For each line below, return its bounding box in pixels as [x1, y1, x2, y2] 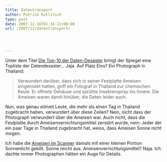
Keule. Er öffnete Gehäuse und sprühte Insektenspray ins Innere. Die [17, 89, 159, 95]
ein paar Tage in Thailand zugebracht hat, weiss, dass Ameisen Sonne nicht [5, 125, 162, 131]
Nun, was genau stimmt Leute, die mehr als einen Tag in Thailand [5, 104, 140, 110]
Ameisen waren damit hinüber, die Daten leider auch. [17, 94, 127, 100]
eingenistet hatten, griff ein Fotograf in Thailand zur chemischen [17, 84, 150, 90]
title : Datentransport [5, 7, 53, 13]
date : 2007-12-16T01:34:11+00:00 [5, 21, 75, 27]
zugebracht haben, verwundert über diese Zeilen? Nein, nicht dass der [5, 109, 151, 115]
